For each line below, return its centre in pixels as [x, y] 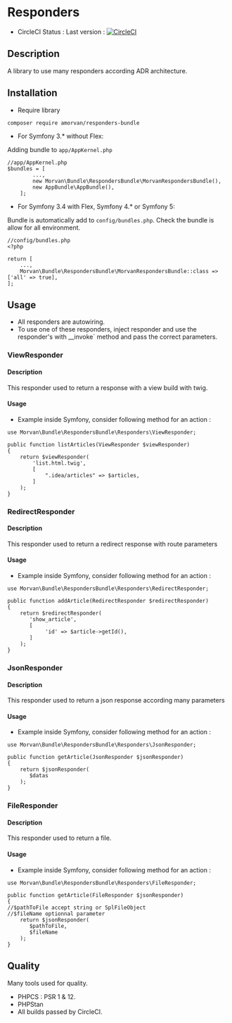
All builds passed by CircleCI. [60, 1012]
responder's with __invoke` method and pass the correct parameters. [117, 337]
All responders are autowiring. [61, 322]
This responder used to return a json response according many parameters [116, 701]
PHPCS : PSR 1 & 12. [46, 996]
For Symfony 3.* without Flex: [60, 136]
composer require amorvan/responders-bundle [73, 123]
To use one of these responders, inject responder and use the [107, 330]
